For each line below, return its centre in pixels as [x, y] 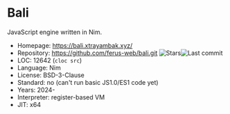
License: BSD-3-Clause [51, 75]
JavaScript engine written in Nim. [55, 32]
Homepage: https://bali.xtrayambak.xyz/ [75, 45]
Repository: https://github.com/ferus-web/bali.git [87, 53]
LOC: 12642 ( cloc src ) [50, 60]
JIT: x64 [29, 104]
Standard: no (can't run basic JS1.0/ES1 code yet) [88, 82]
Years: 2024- [36, 90]
